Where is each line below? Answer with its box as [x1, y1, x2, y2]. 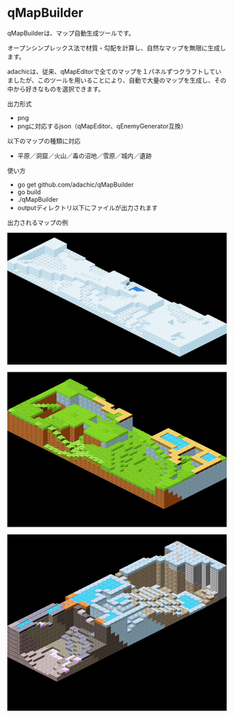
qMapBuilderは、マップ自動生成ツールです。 [7, 29, 135, 37]
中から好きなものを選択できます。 [7, 85, 104, 93]
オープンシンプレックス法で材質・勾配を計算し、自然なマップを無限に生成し [7, 43, 226, 52]
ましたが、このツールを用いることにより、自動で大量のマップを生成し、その [7, 75, 226, 85]
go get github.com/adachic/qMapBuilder [17, 180, 134, 189]
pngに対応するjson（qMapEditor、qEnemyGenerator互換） [17, 122, 187, 130]
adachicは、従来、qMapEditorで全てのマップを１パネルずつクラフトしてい [7, 67, 221, 75]
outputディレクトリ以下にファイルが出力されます [17, 203, 158, 212]
